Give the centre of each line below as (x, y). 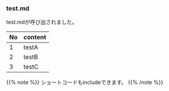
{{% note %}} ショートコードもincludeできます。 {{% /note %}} (85, 83)
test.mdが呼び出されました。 (42, 22)
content (35, 37)
